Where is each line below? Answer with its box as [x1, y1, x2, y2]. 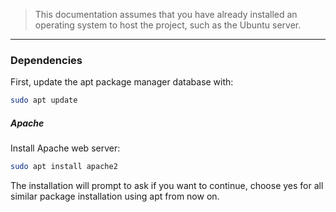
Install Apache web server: [10, 142, 121, 154]
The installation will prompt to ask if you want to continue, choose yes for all [10, 180, 324, 192]
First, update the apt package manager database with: [10, 76, 234, 88]
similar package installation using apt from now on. [10, 190, 220, 203]
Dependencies [10, 53, 83, 67]
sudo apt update [10, 95, 78, 106]
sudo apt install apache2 [10, 162, 118, 172]
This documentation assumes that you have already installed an [34, 9, 298, 20]
